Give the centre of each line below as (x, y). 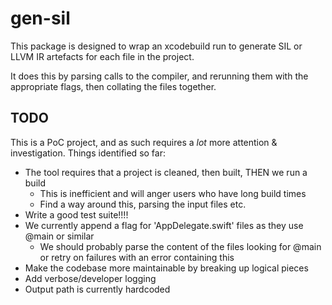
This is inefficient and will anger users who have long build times (173, 193)
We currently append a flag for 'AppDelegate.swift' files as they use (164, 225)
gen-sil (40, 18)
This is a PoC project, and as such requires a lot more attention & (144, 142)
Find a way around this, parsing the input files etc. (143, 204)
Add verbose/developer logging (90, 278)
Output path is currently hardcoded (97, 289)
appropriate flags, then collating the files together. (113, 86)
